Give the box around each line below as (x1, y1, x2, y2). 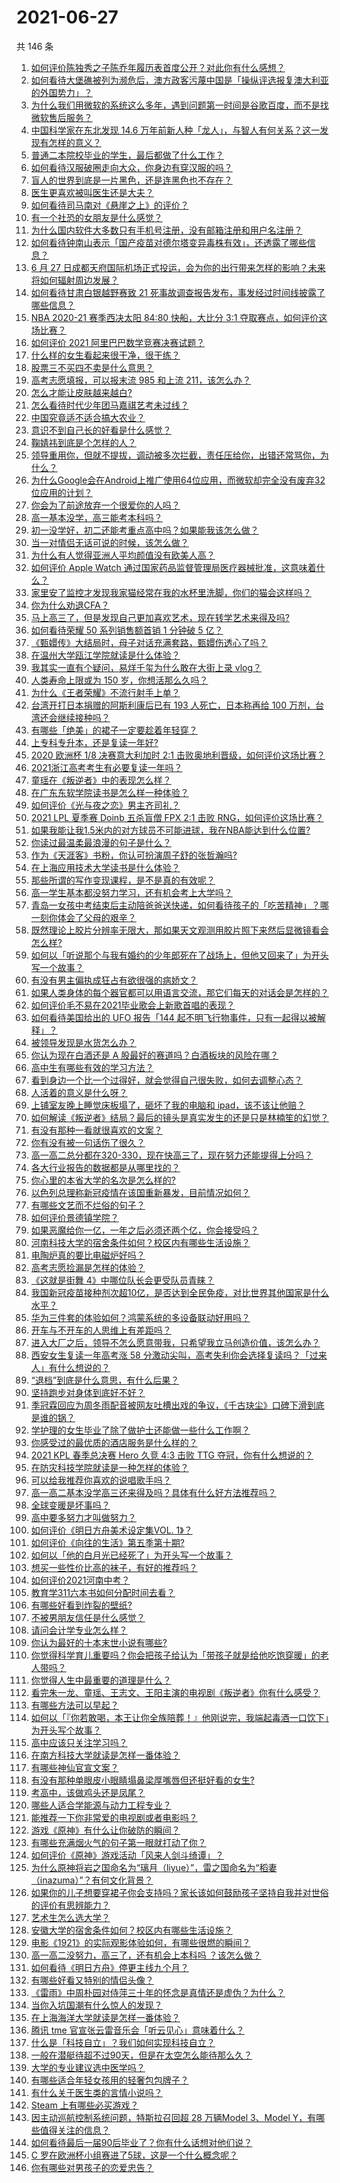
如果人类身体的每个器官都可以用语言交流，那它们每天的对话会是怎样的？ (30, 986, 329, 998)
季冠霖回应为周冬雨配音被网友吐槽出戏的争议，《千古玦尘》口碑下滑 (30, 1399, 308, 1411)
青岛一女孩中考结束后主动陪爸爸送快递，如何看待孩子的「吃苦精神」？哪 (30, 899, 329, 911)
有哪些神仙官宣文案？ (30, 1761, 119, 1773)
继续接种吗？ (57, 711, 111, 723)
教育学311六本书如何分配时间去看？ (30, 1586, 176, 1598)
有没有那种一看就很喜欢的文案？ (30, 1124, 163, 1136)
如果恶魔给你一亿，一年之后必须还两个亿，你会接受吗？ (30, 1224, 259, 1236)
